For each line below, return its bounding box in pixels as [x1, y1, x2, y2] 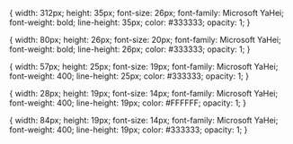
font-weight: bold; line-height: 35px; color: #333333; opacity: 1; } [9, 17, 251, 28]
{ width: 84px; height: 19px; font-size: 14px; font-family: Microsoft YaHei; [9, 115, 279, 125]
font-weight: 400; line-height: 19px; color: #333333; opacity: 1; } [9, 124, 248, 135]
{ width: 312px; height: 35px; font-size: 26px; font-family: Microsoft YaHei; [9, 8, 285, 18]
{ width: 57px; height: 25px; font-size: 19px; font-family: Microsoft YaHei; [9, 62, 279, 72]
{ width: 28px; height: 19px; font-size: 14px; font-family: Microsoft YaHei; [9, 89, 279, 98]
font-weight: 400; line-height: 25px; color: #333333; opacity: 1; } [9, 71, 250, 81]
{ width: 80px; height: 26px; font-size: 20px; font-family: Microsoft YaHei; [9, 35, 281, 45]
